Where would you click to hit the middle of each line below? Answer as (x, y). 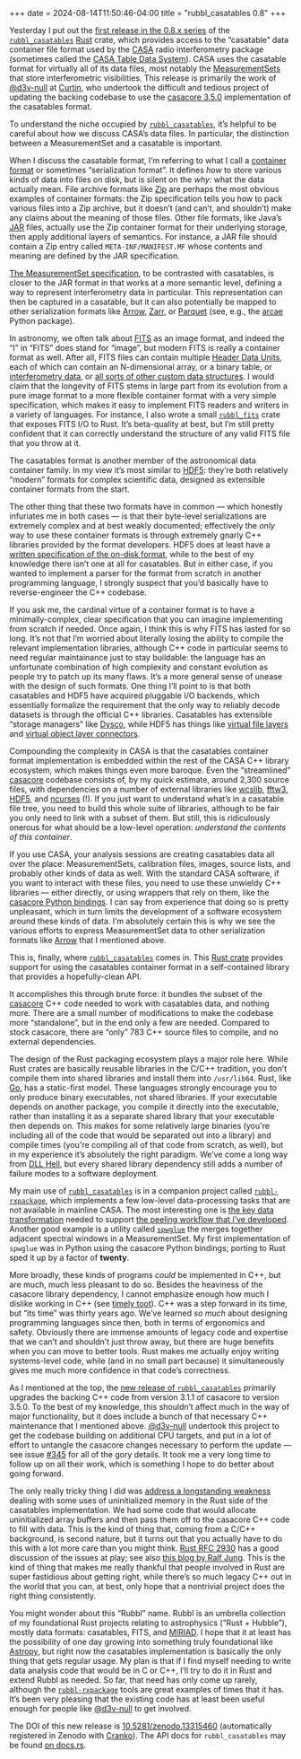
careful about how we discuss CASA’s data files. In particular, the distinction (149, 133)
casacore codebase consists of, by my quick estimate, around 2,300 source (149, 779)
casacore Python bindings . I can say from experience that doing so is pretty (149, 902)
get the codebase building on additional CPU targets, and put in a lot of (140, 1435)
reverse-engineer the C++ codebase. (78, 592)
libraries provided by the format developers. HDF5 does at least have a (140, 545)
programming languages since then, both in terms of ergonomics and (138, 1322)
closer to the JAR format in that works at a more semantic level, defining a (146, 283)
